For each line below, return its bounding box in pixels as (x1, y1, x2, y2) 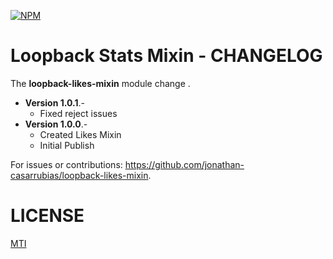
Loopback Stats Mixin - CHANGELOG (10, 45, 323, 67)
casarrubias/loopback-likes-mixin (10, 169, 149, 181)
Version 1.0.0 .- (24, 118, 88, 130)
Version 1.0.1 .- (24, 96, 85, 109)
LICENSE (10, 205, 85, 227)
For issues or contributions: (10, 158, 123, 170)
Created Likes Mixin (39, 128, 122, 140)
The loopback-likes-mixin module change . (10, 77, 191, 89)
